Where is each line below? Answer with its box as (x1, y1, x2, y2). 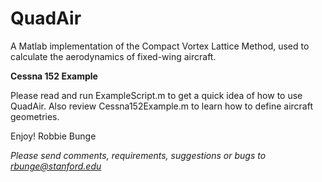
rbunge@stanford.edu (10, 160, 102, 172)
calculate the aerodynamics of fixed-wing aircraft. (10, 50, 217, 62)
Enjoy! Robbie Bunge (10, 130, 97, 142)
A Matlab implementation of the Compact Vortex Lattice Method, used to (10, 40, 310, 52)
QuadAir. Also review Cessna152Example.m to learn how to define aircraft (10, 100, 313, 112)
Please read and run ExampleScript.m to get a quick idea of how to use (10, 89, 303, 101)
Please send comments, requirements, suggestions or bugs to (10, 149, 267, 161)
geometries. (10, 110, 60, 122)
